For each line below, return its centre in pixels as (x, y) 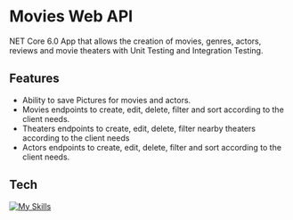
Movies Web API (71, 16)
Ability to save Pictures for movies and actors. (106, 100)
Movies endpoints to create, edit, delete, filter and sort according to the (153, 110)
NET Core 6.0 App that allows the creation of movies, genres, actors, (135, 41)
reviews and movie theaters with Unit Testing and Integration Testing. (136, 50)
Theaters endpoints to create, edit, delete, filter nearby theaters (139, 128)
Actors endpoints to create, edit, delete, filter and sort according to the (152, 147)
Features (34, 79)
